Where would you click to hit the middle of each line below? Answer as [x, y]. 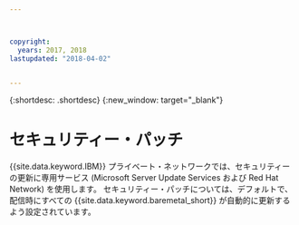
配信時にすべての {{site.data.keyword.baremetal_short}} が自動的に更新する [150, 201]
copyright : [30, 42]
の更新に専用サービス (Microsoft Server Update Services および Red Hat [144, 178]
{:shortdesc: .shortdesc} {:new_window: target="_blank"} [116, 100]
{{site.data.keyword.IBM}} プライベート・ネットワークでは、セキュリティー [150, 166]
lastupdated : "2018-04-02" [60, 59]
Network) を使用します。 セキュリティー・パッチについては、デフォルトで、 [151, 189]
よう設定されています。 [53, 212]
